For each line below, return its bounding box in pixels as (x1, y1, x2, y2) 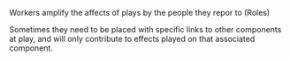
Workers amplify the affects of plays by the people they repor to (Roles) (9, 8, 271, 17)
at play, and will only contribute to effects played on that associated (9, 34, 256, 44)
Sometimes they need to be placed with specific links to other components (9, 24, 282, 34)
